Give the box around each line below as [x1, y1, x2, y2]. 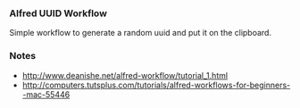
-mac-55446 [21, 88, 71, 100]
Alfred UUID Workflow [9, 7, 107, 20]
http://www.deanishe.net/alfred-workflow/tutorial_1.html [21, 70, 229, 80]
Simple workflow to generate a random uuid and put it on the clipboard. [9, 28, 272, 38]
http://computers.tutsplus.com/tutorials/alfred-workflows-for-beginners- [21, 79, 291, 90]
